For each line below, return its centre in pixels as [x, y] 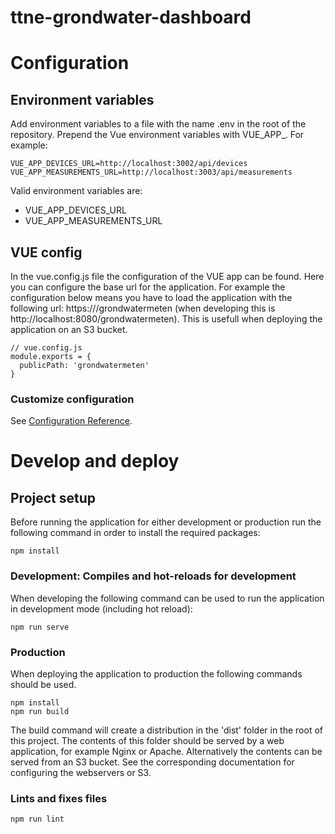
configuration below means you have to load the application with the [151, 297]
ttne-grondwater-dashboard [131, 17]
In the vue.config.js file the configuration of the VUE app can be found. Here [167, 276]
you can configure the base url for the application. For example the [148, 287]
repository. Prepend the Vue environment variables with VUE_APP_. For [157, 135]
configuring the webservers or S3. [81, 772]
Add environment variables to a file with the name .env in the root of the [158, 124]
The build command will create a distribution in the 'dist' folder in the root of [166, 730]
